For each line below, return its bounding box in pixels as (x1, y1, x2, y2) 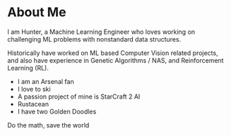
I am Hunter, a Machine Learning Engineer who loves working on (7, 27, 196, 36)
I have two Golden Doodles (17, 107, 97, 116)
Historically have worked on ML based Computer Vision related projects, (7, 49, 218, 57)
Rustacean (17, 99, 49, 108)
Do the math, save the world (7, 120, 90, 129)
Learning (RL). (7, 63, 49, 72)
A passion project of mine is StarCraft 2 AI (17, 92, 141, 101)
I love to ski (17, 85, 51, 93)
